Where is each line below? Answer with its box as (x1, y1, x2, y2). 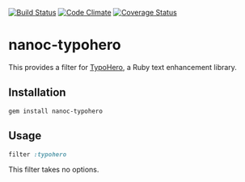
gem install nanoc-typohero (8, 107, 103, 115)
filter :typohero (8, 150, 67, 159)
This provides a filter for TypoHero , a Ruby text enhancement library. (8, 62, 237, 72)
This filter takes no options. (8, 165, 99, 175)
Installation (8, 85, 66, 100)
